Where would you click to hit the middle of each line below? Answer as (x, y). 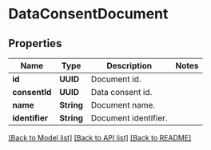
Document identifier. (129, 118)
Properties (35, 43)
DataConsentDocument (88, 14)
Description (129, 66)
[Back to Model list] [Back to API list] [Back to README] (100, 138)
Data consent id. (121, 92)
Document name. (123, 105)
